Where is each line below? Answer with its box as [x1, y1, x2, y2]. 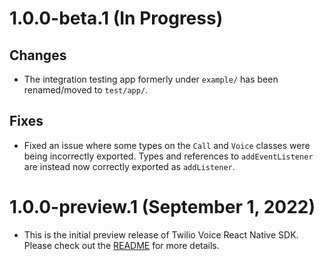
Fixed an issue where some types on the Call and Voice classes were [23, 139, 311, 151]
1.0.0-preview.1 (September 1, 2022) [9, 196, 316, 218]
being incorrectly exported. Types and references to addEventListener [23, 150, 314, 162]
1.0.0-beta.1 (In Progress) [9, 7, 224, 30]
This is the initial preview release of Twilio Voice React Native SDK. [23, 228, 299, 241]
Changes [9, 47, 67, 64]
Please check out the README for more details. [23, 239, 220, 251]
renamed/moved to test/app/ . [23, 84, 149, 96]
